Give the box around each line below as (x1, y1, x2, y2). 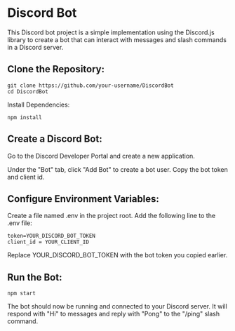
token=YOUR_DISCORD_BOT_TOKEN (7, 233, 96, 240)
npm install (7, 114, 42, 121)
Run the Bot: (7, 271, 62, 283)
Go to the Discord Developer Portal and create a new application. (7, 151, 195, 160)
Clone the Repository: (7, 63, 105, 75)
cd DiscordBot (7, 88, 49, 95)
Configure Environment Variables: (7, 193, 160, 205)
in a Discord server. (7, 43, 64, 51)
